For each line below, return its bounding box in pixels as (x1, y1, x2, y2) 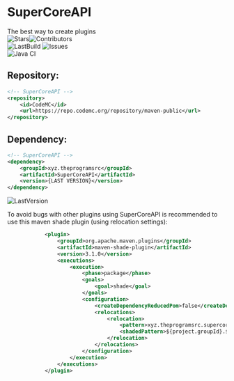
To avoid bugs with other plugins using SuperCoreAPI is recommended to (7, 210, 218, 219)
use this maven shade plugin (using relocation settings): (7, 217, 168, 226)
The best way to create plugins (7, 27, 96, 36)
